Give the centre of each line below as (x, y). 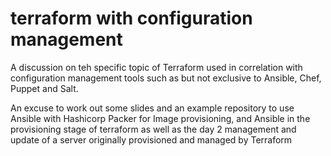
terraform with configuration (131, 18)
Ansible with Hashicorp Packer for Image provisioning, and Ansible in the (160, 118)
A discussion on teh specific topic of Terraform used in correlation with (156, 67)
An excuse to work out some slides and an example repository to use (152, 108)
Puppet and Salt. (44, 88)
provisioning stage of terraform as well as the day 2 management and (153, 129)
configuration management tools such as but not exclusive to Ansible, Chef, (166, 78)
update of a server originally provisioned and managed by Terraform (151, 139)
